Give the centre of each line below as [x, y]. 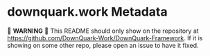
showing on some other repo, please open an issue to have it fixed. [103, 45]
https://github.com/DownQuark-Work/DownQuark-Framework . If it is [105, 38]
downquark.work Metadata [87, 12]
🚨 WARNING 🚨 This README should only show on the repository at [103, 31]
